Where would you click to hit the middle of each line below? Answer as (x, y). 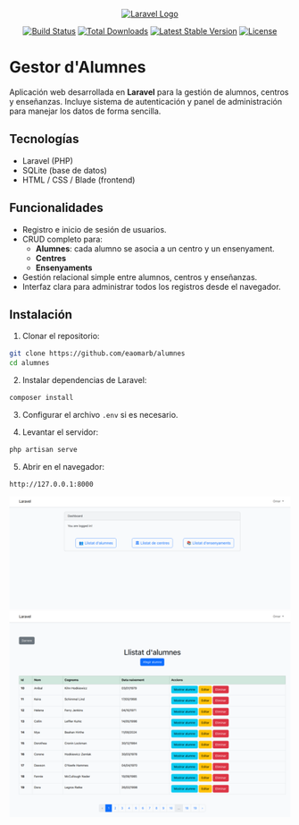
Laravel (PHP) (48, 160)
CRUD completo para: (62, 239)
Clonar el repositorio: (61, 336)
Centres (51, 258)
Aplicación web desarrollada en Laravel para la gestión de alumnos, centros (149, 92)
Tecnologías (44, 139)
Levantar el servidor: (60, 432)
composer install (42, 398)
